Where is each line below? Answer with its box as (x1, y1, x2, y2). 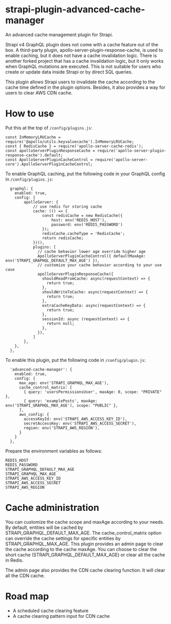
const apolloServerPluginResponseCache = (5, 148, 96, 153)
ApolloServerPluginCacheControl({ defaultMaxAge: (37, 253, 146, 259)
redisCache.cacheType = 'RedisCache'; (42, 231, 125, 236)
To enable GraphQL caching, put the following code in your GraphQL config (5, 171, 165, 177)
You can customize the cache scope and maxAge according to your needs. (5, 519, 164, 525)
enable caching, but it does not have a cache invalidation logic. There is (5, 52, 157, 59)
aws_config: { (18, 412, 50, 417)
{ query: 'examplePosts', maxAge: (24, 398, 98, 403)
